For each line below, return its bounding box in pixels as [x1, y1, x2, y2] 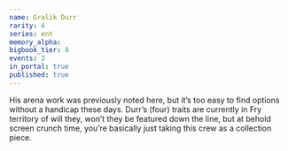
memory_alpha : [9, 37, 62, 47]
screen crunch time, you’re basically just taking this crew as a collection [9, 123, 272, 133]
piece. [9, 132, 33, 142]
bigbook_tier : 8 [9, 46, 69, 55]
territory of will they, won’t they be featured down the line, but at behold [9, 113, 272, 124]
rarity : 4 [9, 21, 46, 30]
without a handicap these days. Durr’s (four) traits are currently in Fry [9, 103, 262, 115]
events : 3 [9, 54, 46, 63]
